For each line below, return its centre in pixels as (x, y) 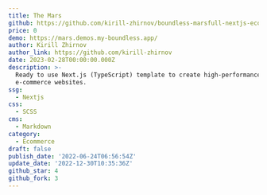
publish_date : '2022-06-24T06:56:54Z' (72, 156)
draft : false (30, 149)
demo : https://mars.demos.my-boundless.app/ (83, 38)
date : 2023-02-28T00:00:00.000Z (62, 60)
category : (25, 134)
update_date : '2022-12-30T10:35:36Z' (71, 164)
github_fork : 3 (33, 179)
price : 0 (23, 30)
